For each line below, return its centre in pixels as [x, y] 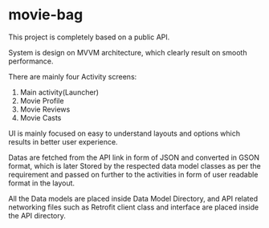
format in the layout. [41, 183]
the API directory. [37, 215]
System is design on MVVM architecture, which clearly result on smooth [128, 52]
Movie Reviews [45, 109]
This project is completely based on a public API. [89, 37]
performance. [31, 61]
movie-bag [46, 15]
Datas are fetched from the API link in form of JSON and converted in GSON [134, 157]
